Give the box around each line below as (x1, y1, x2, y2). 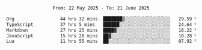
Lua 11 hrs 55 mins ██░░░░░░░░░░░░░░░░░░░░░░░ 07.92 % (6, 39, 198, 45)
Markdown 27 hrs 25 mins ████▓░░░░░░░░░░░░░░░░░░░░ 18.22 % (6, 27, 198, 33)
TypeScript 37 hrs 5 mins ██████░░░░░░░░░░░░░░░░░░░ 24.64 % (6, 21, 198, 28)
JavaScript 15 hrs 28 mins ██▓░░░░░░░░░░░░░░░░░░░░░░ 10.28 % (6, 33, 198, 39)
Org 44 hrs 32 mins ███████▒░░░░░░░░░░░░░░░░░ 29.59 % (6, 16, 198, 22)
